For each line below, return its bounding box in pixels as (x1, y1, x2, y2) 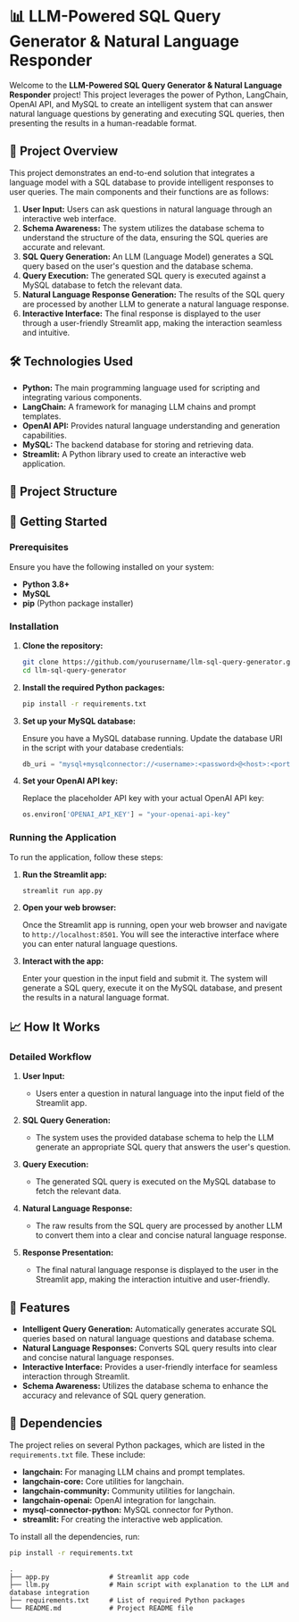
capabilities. (21, 430, 67, 440)
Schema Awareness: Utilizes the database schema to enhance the (21, 1380, 269, 1391)
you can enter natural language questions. (21, 939, 179, 949)
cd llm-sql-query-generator (21, 665, 127, 674)
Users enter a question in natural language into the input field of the (35, 1088, 285, 1099)
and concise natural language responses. (21, 1351, 175, 1362)
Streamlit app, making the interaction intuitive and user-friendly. (35, 1274, 270, 1285)
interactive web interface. (21, 213, 117, 223)
